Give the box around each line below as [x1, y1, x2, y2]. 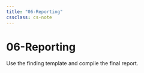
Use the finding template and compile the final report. [6, 60, 139, 67]
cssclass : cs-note [6, 14, 52, 20]
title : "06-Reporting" [6, 8, 63, 15]
